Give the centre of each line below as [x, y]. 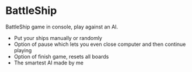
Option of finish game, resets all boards [61, 56]
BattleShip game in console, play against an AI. [62, 27]
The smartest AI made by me [49, 63]
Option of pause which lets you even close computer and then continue [100, 44]
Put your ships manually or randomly [58, 38]
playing [23, 50]
